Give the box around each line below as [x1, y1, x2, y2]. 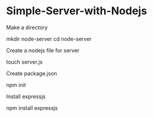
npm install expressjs [6, 104, 58, 111]
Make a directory [6, 24, 48, 31]
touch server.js [6, 58, 43, 65]
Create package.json [6, 69, 58, 77]
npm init [6, 81, 26, 88]
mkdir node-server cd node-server [6, 35, 92, 42]
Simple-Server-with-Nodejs [6, 4, 148, 18]
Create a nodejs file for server [6, 46, 80, 54]
